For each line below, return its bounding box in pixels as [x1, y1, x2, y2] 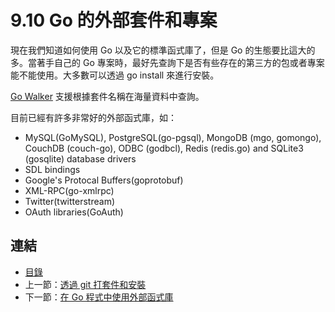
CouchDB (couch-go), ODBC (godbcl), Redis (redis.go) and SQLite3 [24, 142, 304, 154]
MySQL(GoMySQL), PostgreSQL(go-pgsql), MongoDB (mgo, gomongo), [24, 131, 322, 143]
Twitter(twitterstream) [24, 195, 115, 207]
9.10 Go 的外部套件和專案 [10, 9, 218, 32]
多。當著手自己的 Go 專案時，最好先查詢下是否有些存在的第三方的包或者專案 [10, 56, 325, 68]
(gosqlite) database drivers [24, 152, 137, 165]
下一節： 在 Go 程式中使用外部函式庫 [24, 291, 174, 303]
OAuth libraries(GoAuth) [24, 206, 124, 218]
